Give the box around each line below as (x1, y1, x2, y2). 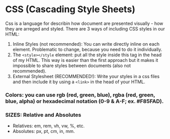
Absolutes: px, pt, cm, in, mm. (12, 128, 75, 134)
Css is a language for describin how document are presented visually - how (5, 20, 163, 26)
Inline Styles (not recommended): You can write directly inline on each (12, 41, 160, 47)
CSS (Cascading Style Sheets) (5, 4, 135, 15)
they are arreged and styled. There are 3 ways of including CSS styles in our (5, 25, 165, 31)
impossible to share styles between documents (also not (12, 62, 131, 68)
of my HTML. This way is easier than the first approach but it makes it (12, 57, 158, 63)
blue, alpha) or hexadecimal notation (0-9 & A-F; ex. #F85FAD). (5, 97, 164, 105)
